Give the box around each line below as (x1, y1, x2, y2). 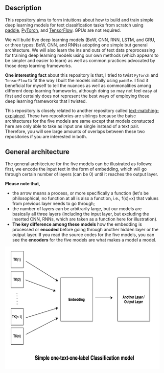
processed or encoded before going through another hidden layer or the (12, 226, 159, 232)
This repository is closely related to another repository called (5, 108, 128, 113)
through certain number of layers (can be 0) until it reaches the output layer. (5, 171, 159, 177)
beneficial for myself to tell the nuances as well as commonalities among (5, 83, 152, 88)
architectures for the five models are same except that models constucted (5, 118, 154, 124)
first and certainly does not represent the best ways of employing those (5, 93, 150, 99)
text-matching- (129, 108, 159, 113)
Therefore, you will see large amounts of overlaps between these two (5, 128, 145, 134)
